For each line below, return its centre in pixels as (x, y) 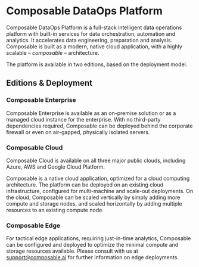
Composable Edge (33, 225)
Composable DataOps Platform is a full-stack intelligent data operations (94, 27)
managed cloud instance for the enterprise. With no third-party (83, 119)
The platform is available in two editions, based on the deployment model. (97, 64)
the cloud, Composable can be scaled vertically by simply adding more (93, 197)
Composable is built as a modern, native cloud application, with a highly (94, 46)
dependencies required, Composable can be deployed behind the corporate (99, 126)
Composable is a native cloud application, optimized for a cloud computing (98, 178)
